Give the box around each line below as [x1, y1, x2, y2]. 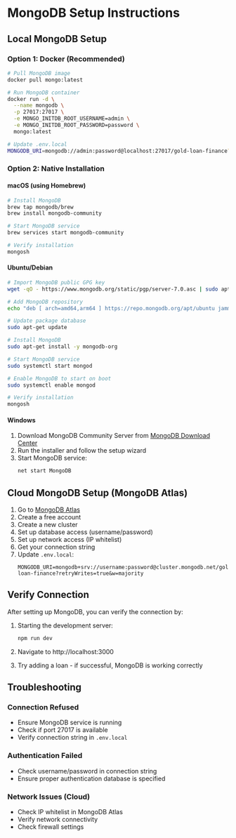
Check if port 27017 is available [17, 726, 108, 734]
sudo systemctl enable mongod [7, 381, 96, 389]
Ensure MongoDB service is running [17, 718, 122, 727]
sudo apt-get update [7, 324, 68, 331]
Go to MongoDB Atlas [17, 505, 81, 514]
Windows [7, 415, 36, 424]
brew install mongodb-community [7, 210, 102, 217]
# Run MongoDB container [7, 89, 80, 96]
